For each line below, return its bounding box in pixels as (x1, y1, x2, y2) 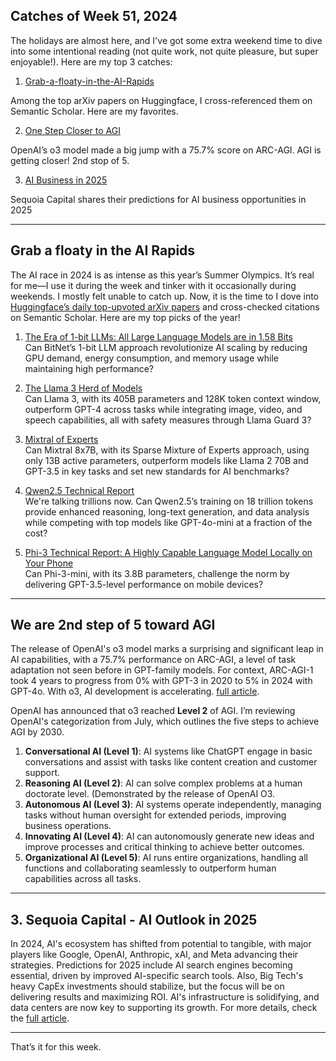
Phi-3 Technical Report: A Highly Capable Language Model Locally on (24, 546, 313, 558)
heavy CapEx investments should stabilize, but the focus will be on (10, 980, 285, 993)
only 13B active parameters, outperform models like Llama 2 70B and (24, 454, 309, 466)
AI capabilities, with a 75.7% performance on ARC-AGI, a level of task (10, 654, 297, 666)
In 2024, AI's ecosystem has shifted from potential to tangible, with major (10, 938, 312, 950)
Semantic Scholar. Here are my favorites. (10, 105, 179, 117)
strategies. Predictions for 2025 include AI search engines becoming (10, 959, 293, 971)
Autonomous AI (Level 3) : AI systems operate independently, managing (24, 799, 322, 811)
